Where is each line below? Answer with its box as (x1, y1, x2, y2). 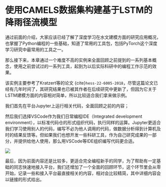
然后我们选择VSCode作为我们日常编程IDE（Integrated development (5, 113, 142, 119)
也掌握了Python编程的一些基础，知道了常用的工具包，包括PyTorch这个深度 (5, 40, 158, 46)
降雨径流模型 (5, 17, 58, 28)
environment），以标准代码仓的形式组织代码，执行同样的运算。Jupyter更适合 (5, 119, 161, 125)
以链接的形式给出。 (5, 176, 44, 182)
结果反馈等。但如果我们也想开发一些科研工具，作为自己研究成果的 (13, 132, 148, 138)
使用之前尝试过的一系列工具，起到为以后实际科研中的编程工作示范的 (13, 63, 152, 69)
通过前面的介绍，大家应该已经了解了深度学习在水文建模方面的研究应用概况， (5, 34, 161, 40)
